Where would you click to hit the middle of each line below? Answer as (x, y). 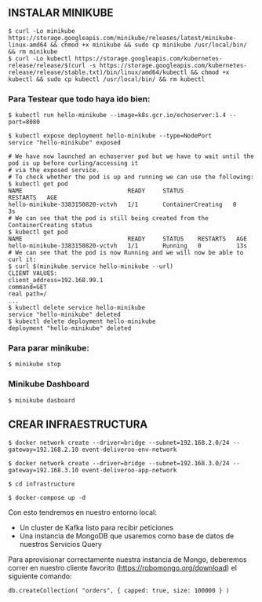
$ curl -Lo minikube (42, 31)
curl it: (22, 260)
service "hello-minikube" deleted (65, 315)
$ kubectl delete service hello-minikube (77, 308)
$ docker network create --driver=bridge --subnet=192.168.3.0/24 (119, 463)
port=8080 (24, 122)
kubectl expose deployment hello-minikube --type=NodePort (114, 136)
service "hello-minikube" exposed (65, 143)
